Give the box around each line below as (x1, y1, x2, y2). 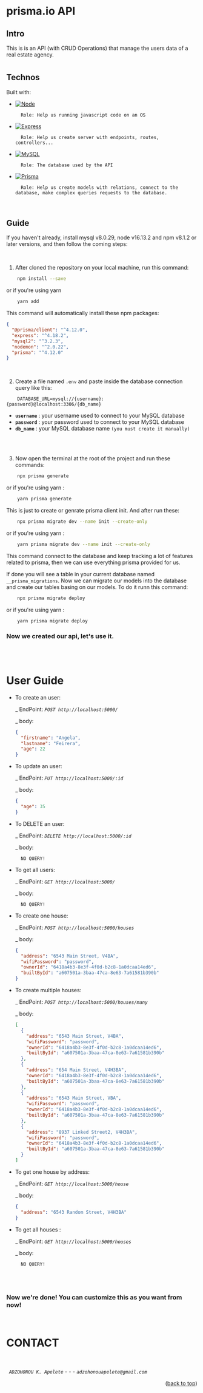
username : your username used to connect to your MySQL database (15, 412, 185, 420)
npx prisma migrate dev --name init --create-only (17, 519, 148, 525)
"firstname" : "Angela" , (21, 735, 81, 741)
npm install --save (17, 276, 67, 282)
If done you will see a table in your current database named (6, 570, 155, 577)
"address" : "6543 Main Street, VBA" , (26, 1095, 122, 1102)
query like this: (15, 384, 53, 392)
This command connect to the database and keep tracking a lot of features (6, 552, 193, 559)
